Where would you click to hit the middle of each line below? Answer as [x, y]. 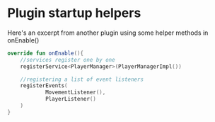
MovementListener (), [75, 93]
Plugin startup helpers [74, 13]
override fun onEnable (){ [45, 53]
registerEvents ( [44, 86]
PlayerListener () [71, 99]
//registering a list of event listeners [82, 79]
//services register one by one [68, 60]
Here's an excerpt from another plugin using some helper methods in [108, 33]
